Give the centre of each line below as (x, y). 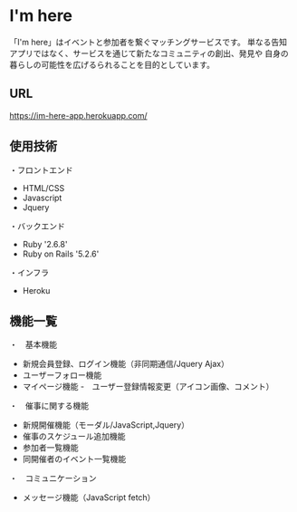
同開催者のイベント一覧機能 (74, 459)
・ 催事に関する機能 (49, 406)
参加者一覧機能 (50, 448)
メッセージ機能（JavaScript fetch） (89, 498)
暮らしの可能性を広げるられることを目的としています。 (112, 64)
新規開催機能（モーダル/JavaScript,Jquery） (106, 425)
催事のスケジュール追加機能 (74, 437)
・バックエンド (37, 226)
